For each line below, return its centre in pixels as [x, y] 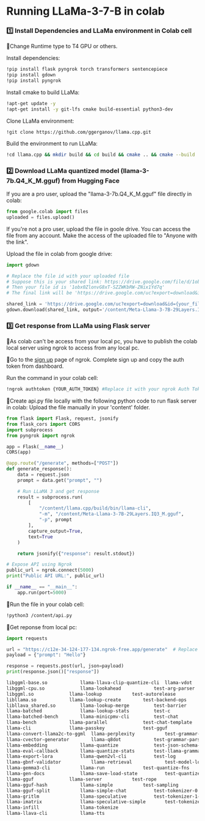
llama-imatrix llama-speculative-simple [76, 802]
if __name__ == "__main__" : [42, 587]
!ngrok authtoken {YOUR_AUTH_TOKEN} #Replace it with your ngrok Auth [98, 389]
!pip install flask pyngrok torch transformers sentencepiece [87, 69]
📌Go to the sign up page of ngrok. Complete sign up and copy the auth [95, 360]
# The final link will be [39, 293]
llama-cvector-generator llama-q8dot [64, 739]
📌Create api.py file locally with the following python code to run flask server [102, 401]
